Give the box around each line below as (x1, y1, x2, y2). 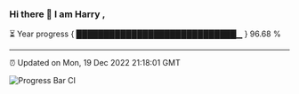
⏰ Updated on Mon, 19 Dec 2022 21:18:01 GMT (9, 58, 181, 68)
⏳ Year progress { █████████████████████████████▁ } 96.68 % (9, 28, 282, 39)
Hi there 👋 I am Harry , (9, 8, 106, 20)
